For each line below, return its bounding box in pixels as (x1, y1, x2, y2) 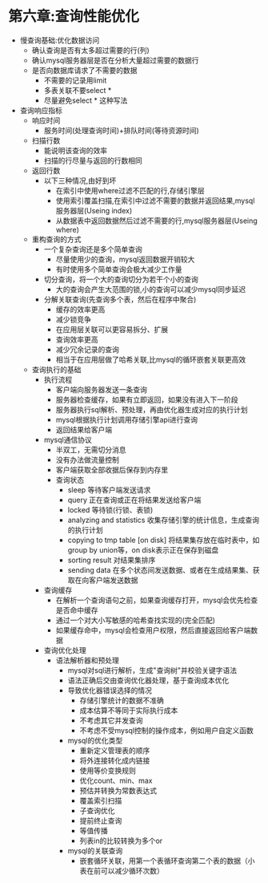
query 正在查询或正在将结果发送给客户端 (67, 495, 202, 504)
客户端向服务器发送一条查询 (55, 384, 148, 394)
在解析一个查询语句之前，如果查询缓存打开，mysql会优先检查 (55, 595, 258, 605)
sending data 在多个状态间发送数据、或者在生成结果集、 (67, 565, 254, 574)
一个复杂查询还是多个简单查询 (43, 244, 142, 253)
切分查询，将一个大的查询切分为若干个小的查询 (43, 274, 198, 284)
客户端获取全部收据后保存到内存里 (55, 464, 169, 474)
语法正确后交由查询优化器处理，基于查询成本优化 (67, 675, 230, 685)
